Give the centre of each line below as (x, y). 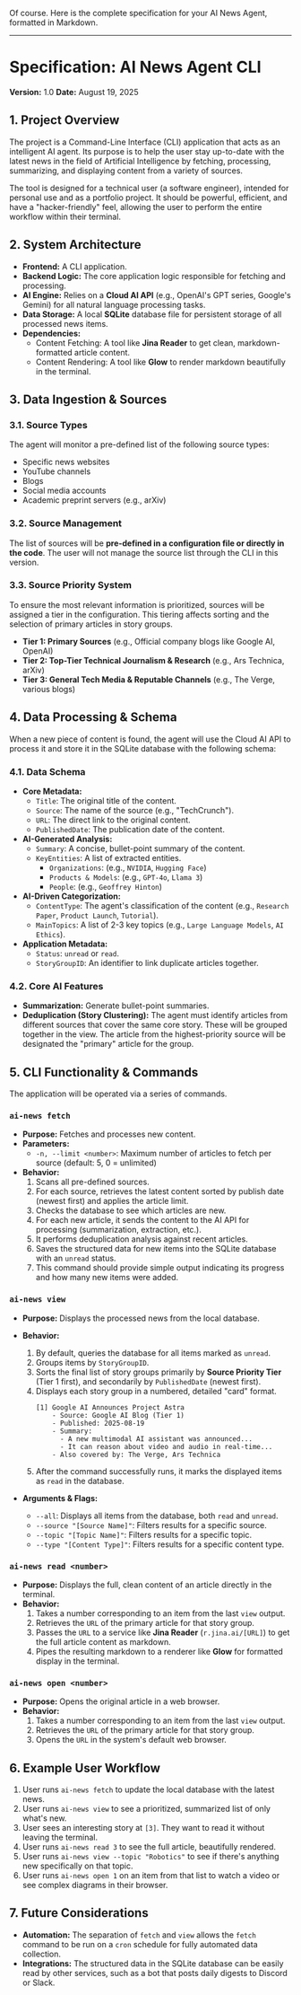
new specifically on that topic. (77, 1866)
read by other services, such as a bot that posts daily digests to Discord (155, 1973)
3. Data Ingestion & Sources (88, 399)
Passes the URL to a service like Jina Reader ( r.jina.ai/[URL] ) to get (163, 1632)
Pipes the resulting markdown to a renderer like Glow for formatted (159, 1651)
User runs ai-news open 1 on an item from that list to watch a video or (151, 1876)
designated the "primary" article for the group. (108, 1044)
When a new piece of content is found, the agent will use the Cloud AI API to (150, 739)
